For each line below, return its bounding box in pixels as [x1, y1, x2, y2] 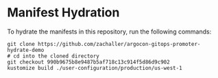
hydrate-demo [7, 47, 45, 53]
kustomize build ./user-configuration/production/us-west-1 [7, 64, 183, 71]
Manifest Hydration [7, 5, 120, 21]
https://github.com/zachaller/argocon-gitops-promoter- [37, 40, 201, 47]
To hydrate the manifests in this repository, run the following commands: [7, 27, 212, 36]
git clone [7, 40, 36, 47]
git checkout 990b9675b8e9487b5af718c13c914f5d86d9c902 [7, 58, 170, 66]
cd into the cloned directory [13, 53, 99, 60]
